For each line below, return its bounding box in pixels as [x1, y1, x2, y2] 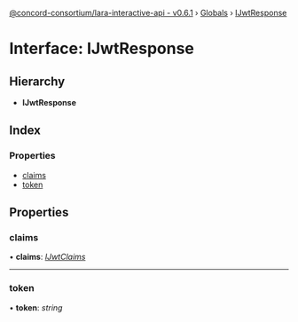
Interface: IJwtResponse [9, 39, 195, 59]
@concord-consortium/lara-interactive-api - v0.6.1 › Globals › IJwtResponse [9, 8, 287, 18]
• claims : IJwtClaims [9, 252, 86, 263]
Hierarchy [9, 74, 66, 89]
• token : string [9, 302, 63, 313]
